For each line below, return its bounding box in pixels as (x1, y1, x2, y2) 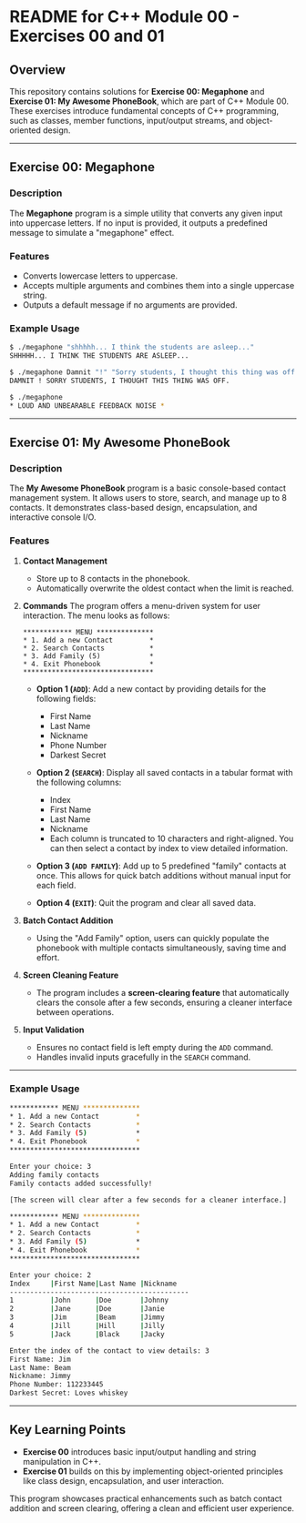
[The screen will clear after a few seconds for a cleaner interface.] (9, 1195, 287, 1204)
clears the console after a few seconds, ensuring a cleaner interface (36, 997, 293, 1008)
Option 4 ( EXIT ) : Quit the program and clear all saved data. (36, 897, 257, 908)
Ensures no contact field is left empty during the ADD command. (36, 1041, 274, 1052)
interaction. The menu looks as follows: (22, 610, 170, 621)
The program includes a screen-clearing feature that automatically (36, 987, 290, 998)
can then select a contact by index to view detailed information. (49, 842, 289, 853)
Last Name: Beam (9, 1363, 71, 1372)
